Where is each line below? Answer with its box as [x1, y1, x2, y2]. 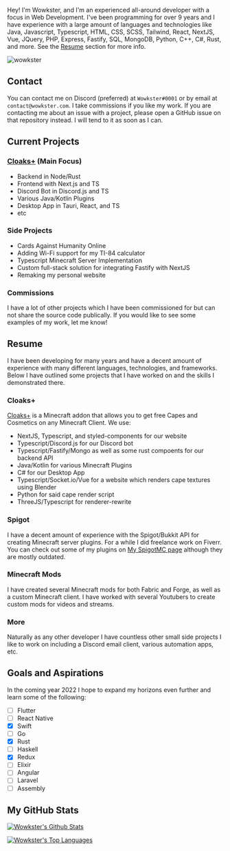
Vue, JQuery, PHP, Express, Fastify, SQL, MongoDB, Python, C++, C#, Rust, [7, 35, 222, 43]
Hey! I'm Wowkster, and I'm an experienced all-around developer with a [7, 6, 209, 14]
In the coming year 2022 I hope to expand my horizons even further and [7, 685, 211, 694]
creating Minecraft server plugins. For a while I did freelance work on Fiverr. [7, 538, 222, 546]
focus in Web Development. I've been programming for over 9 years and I [7, 13, 215, 21]
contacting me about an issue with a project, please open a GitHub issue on [7, 108, 221, 116]
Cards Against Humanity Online [16, 241, 106, 250]
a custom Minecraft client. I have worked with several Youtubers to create [7, 592, 216, 601]
